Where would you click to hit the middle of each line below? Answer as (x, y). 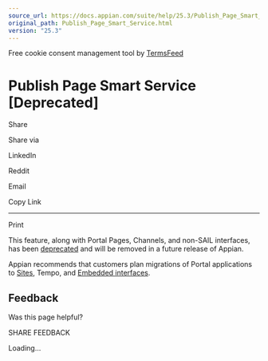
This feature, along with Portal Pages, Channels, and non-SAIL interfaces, (129, 240)
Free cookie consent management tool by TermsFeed (96, 54)
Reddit (19, 171)
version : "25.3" (35, 30)
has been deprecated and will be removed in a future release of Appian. (126, 249)
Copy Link (25, 202)
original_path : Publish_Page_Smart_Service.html (91, 23)
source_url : (28, 16)
